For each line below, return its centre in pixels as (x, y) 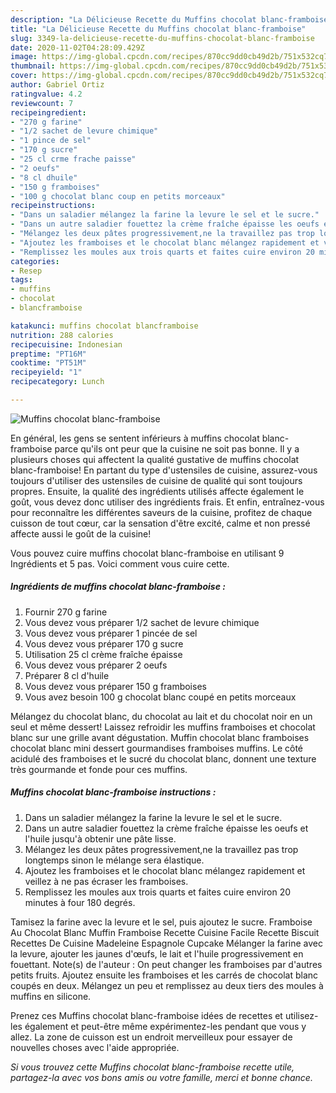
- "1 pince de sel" (51, 141)
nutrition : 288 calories (62, 335)
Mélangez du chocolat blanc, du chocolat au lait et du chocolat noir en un (161, 716)
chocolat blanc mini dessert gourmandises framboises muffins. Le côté (156, 748)
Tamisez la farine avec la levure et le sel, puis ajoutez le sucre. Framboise (161, 922)
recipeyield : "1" (46, 372)
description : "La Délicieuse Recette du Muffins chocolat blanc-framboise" (171, 19)
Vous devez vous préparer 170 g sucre (104, 643)
